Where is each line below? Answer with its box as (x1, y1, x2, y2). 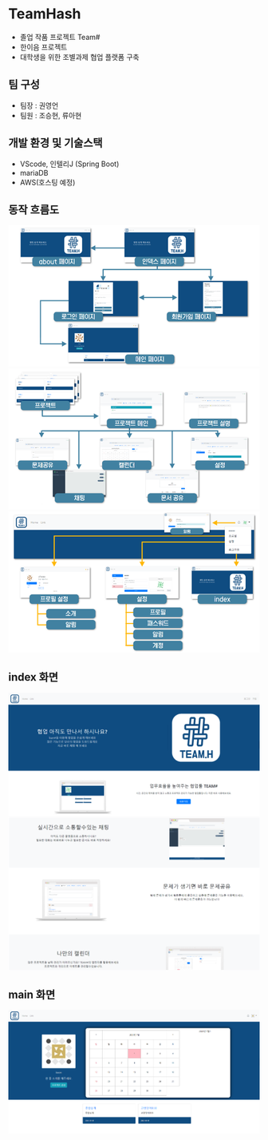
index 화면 (8, 670, 58, 684)
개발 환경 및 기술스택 (8, 137, 103, 150)
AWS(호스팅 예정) (19, 177, 76, 187)
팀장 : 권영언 (19, 101, 59, 110)
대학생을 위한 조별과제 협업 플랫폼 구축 (19, 52, 140, 62)
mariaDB (19, 168, 49, 177)
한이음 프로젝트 (19, 42, 68, 52)
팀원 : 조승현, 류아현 (19, 110, 82, 120)
